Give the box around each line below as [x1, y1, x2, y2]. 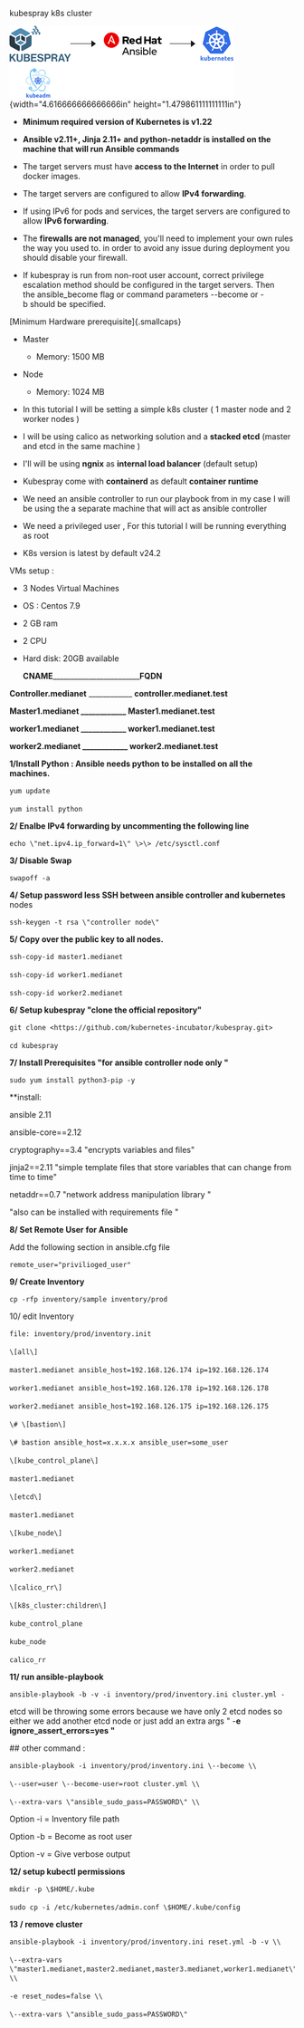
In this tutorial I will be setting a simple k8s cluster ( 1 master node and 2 [22, 404, 291, 415]
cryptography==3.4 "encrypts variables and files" [9, 1145, 195, 1155]
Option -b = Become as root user [9, 1831, 133, 1841]
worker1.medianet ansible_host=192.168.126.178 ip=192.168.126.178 [9, 1384, 270, 1393]
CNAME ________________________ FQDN [22, 670, 163, 681]
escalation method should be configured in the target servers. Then [22, 280, 275, 290]
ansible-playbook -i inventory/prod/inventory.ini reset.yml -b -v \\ [9, 1937, 281, 1946]
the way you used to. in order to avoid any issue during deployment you [22, 243, 290, 253]
